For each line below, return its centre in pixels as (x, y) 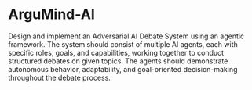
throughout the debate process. (60, 77)
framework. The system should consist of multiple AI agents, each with (123, 44)
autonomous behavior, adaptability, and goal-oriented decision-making (123, 69)
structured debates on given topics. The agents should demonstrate (118, 61)
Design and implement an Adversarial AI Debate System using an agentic (126, 36)
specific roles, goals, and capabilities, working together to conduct (116, 52)
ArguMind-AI (52, 14)
